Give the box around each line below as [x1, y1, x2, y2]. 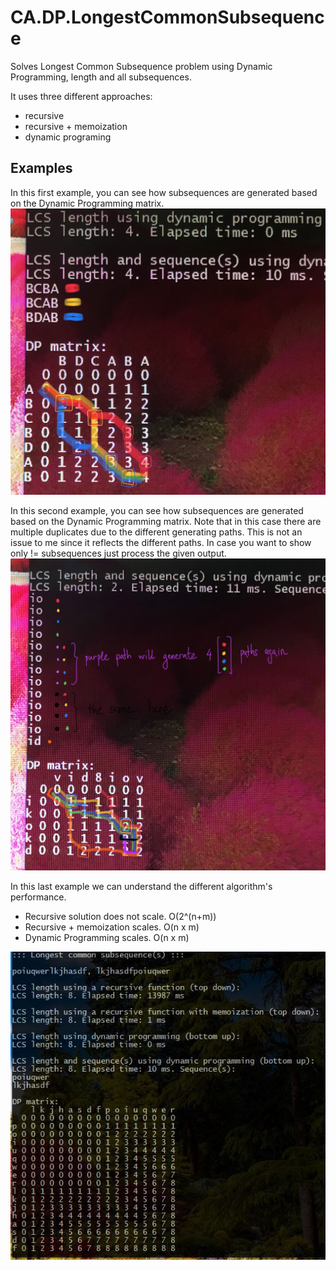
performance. [10, 891, 67, 903]
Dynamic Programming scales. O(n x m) [24, 932, 190, 944]
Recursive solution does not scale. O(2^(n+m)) [24, 911, 217, 923]
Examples [10, 160, 73, 177]
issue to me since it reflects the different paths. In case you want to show [10, 537, 312, 549]
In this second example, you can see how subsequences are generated [10, 505, 304, 517]
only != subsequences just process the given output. [10, 547, 227, 560]
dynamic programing [24, 131, 112, 143]
